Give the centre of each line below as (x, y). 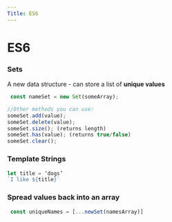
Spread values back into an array (64, 197)
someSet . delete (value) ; (41, 122)
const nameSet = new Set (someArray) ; (64, 97)
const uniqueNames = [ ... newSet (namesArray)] (77, 212)
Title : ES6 (23, 13)
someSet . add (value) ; (37, 115)
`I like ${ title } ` (34, 180)
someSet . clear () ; (32, 141)
